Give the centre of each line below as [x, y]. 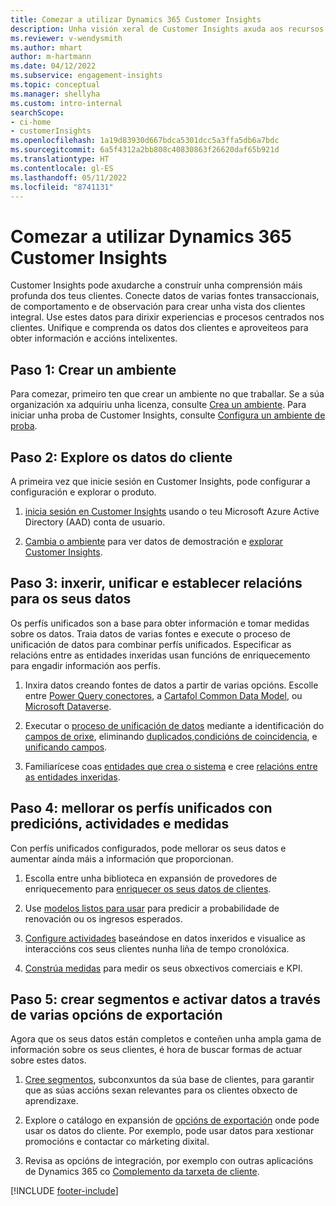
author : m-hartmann [51, 57]
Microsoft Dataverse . [68, 706]
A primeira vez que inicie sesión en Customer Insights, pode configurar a [160, 481]
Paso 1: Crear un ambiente [93, 369]
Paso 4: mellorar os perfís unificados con [141, 808]
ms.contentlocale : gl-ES [62, 168]
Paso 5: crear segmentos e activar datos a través [165, 999]
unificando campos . [66, 747]
